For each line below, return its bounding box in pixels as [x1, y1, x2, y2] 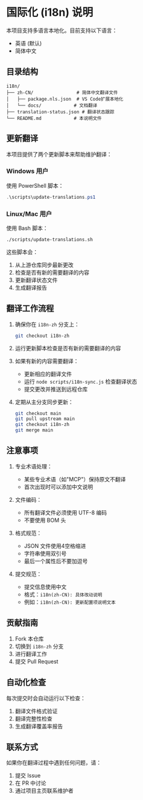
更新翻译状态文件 [14, 276, 58, 284]
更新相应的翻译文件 [24, 370, 72, 378]
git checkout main [14, 410, 62, 416]
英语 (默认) [14, 39, 42, 47]
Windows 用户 [6, 167, 49, 176]
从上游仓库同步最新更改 [14, 261, 74, 268]
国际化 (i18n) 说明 [6, 5, 94, 19]
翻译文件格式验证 [14, 707, 58, 715]
